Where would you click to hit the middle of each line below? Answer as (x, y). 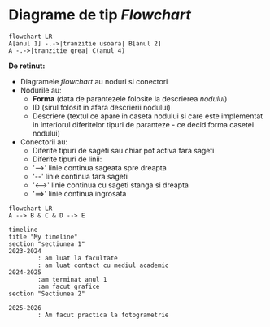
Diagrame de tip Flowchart (100, 15)
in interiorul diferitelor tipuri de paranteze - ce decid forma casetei (143, 124)
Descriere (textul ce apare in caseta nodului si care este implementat (148, 116)
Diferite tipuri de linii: (67, 159)
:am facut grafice (69, 286)
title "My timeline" (44, 237)
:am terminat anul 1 (72, 279)
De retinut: (27, 66)
